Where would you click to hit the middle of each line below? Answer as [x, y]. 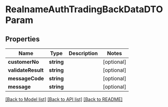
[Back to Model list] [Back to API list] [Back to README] [64, 99]
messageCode [26, 78]
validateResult [26, 70]
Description [83, 53]
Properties [23, 39]
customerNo [24, 62]
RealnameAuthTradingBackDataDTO [84, 9]
